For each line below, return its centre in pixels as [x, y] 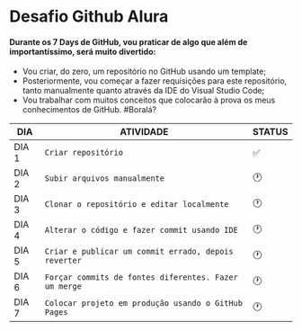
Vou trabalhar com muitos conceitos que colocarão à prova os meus [149, 100]
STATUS [270, 132]
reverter [63, 261]
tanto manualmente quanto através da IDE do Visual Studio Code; [143, 91]
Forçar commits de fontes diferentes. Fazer [141, 277]
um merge [63, 286]
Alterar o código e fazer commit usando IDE [141, 230]
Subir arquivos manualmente [104, 179]
